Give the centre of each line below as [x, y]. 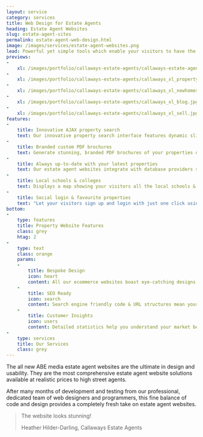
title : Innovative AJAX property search [69, 130]
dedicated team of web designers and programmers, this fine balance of [97, 398]
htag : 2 [27, 237]
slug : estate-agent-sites [39, 34]
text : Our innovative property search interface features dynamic [102, 136]
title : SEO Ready [50, 293]
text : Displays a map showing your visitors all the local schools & [107, 186]
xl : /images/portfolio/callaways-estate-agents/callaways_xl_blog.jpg [108, 102]
